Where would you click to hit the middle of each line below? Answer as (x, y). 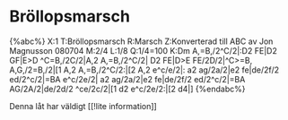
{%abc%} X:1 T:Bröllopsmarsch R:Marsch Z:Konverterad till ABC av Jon (141, 41)
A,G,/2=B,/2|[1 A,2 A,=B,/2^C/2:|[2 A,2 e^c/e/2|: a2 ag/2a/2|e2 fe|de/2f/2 (144, 70)
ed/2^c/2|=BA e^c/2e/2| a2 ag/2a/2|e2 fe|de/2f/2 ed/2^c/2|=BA (127, 79)
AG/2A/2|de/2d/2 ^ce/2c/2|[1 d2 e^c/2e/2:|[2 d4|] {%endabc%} (127, 89)
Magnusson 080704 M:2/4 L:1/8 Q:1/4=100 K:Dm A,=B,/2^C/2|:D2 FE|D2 (144, 50)
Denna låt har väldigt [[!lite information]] (83, 106)
